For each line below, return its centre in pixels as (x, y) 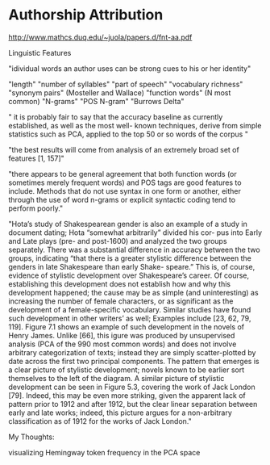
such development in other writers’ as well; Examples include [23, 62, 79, (130, 318)
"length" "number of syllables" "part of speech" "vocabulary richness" (126, 84)
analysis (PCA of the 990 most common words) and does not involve (123, 344)
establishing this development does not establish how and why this (120, 283)
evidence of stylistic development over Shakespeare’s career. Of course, (129, 275)
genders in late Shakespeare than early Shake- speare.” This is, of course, (132, 266)
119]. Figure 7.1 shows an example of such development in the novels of (126, 327)
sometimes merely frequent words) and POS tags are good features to (125, 182)
